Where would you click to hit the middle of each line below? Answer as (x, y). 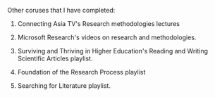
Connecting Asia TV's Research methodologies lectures (99, 24)
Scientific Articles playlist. (55, 58)
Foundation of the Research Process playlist (81, 72)
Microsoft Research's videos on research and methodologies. (107, 37)
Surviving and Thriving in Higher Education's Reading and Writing (113, 51)
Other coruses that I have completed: (61, 10)
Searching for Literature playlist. (64, 86)
